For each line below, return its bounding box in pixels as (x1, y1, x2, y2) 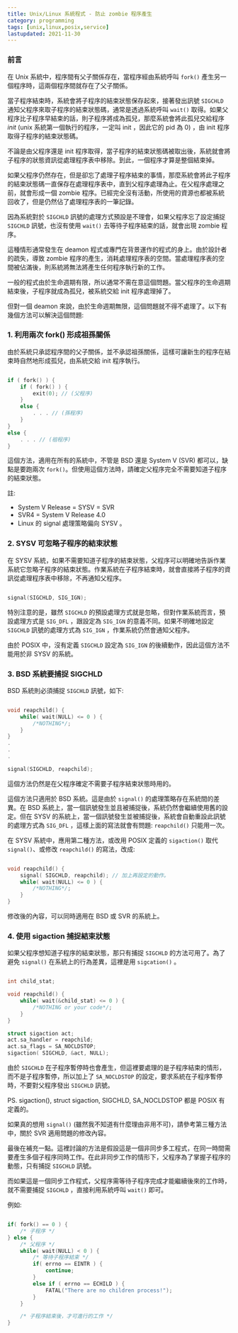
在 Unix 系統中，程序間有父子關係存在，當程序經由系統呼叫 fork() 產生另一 (7, 72, 227, 81)
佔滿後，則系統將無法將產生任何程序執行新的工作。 (19, 263, 169, 271)
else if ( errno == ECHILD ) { (33, 1280, 125, 1287)
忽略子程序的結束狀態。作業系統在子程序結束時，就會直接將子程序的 (25, 565, 225, 573)
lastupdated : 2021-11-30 (7, 30, 81, 38)
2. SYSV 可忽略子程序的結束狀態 (7, 539, 118, 549)
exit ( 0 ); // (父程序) (33, 390, 93, 397)
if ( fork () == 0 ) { (7, 1221, 69, 1228)
